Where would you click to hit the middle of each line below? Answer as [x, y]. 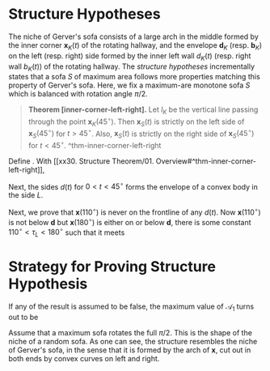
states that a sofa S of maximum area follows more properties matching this [134, 77]
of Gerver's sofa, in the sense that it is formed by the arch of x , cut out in [130, 350]
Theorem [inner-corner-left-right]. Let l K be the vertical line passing [143, 111]
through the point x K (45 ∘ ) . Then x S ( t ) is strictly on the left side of [136, 122]
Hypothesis [48, 284]
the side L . [26, 195]
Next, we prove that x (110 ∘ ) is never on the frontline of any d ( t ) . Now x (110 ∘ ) [135, 211]
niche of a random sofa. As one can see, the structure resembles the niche [133, 341]
